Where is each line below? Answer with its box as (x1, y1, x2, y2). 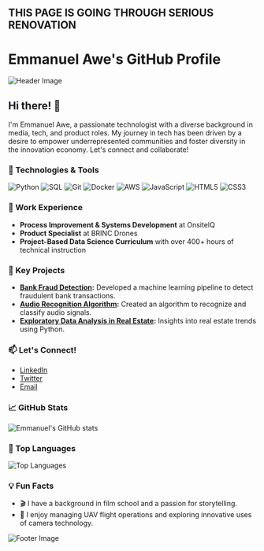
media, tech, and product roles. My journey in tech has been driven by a (8, 128, 242, 138)
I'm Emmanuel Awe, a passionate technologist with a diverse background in (8, 120, 254, 129)
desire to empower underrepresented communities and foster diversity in (8, 137, 246, 146)
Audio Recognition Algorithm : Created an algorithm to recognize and (19, 299, 247, 309)
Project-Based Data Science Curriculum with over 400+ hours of (19, 236, 234, 246)
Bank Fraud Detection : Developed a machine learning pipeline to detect (19, 283, 254, 292)
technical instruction (19, 245, 87, 254)
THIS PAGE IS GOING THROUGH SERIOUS (8, 6, 214, 20)
